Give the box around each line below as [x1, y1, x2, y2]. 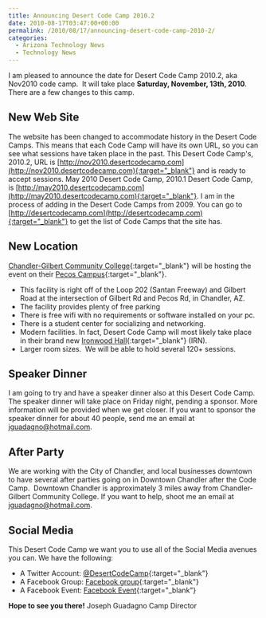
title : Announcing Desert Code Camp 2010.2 [8, 11, 155, 20]
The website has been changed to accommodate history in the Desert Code [8, 132, 257, 141]
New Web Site [8, 111, 80, 124]
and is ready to [196, 165, 246, 175]
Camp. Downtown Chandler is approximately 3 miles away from [8, 483, 219, 493]
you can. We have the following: [8, 553, 114, 563]
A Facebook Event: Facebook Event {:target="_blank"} [19, 585, 197, 595]
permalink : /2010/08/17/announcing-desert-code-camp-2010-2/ [8, 26, 216, 34]
